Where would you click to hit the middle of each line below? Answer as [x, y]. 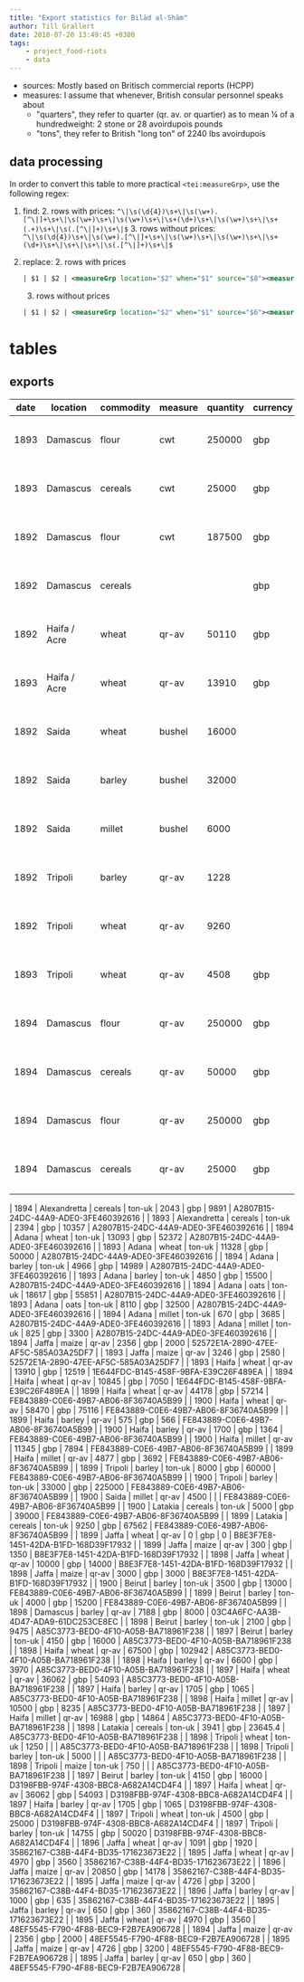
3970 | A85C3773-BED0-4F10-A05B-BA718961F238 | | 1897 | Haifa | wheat [150, 1669]
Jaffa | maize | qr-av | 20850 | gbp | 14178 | [90, 1871]
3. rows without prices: [172, 228]
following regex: [39, 193]
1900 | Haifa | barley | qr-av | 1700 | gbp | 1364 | [193, 1429]
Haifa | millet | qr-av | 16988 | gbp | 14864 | [90, 1717]
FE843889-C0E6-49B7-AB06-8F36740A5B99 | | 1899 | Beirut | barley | [143, 1592]
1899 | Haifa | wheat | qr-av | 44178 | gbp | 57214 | [175, 1390]
